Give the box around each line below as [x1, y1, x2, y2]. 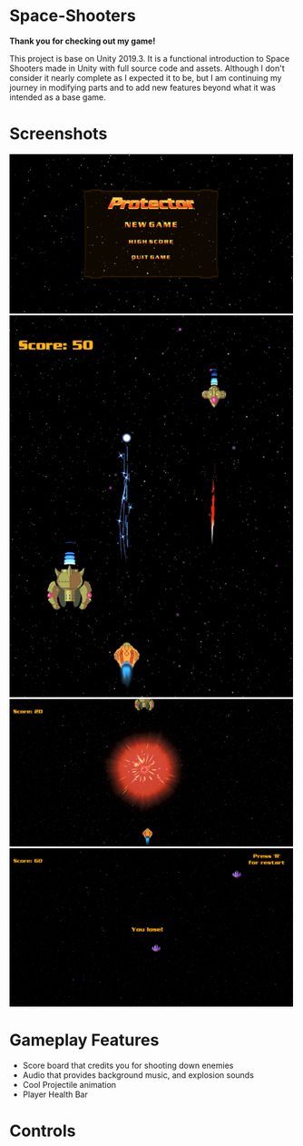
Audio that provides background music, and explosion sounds [22, 1070, 254, 1081]
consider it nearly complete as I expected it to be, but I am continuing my [9, 72, 282, 83]
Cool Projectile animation [22, 1080, 116, 1091]
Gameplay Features [9, 1030, 160, 1051]
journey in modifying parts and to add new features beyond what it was [9, 82, 277, 93]
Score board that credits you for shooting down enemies [22, 1060, 234, 1072]
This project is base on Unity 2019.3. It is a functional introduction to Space [9, 53, 290, 64]
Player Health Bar [22, 1089, 88, 1100]
